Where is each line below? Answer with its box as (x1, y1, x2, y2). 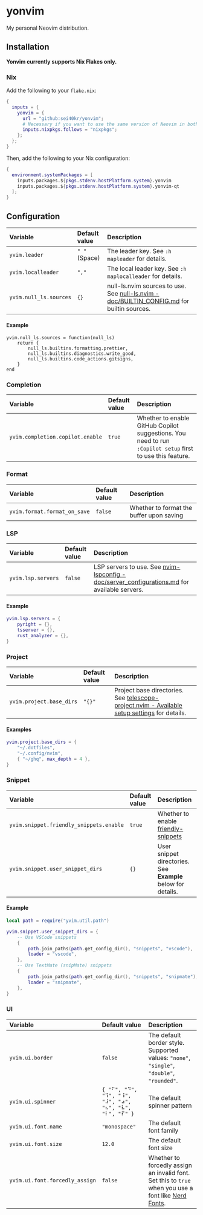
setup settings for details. (114, 709, 187, 717)
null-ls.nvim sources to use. (107, 282, 187, 290)
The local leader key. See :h (107, 264, 187, 273)
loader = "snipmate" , (28, 979, 83, 985)
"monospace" (101, 1123, 137, 1130)
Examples (6, 726, 32, 733)
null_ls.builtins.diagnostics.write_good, (28, 351, 137, 357)
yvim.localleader (9, 268, 59, 276)
